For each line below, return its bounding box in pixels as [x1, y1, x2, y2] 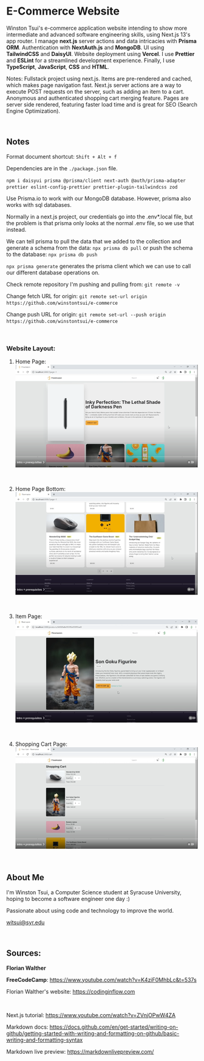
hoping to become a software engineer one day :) [6, 895, 131, 902]
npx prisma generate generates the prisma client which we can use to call [6, 262, 191, 270]
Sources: [6, 948, 41, 959]
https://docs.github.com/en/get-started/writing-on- [49, 1023, 178, 1031]
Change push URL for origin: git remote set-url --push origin [6, 310, 166, 318]
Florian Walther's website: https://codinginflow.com [6, 987, 135, 995]
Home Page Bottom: [15, 485, 66, 492]
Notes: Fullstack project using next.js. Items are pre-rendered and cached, [6, 75, 192, 82]
